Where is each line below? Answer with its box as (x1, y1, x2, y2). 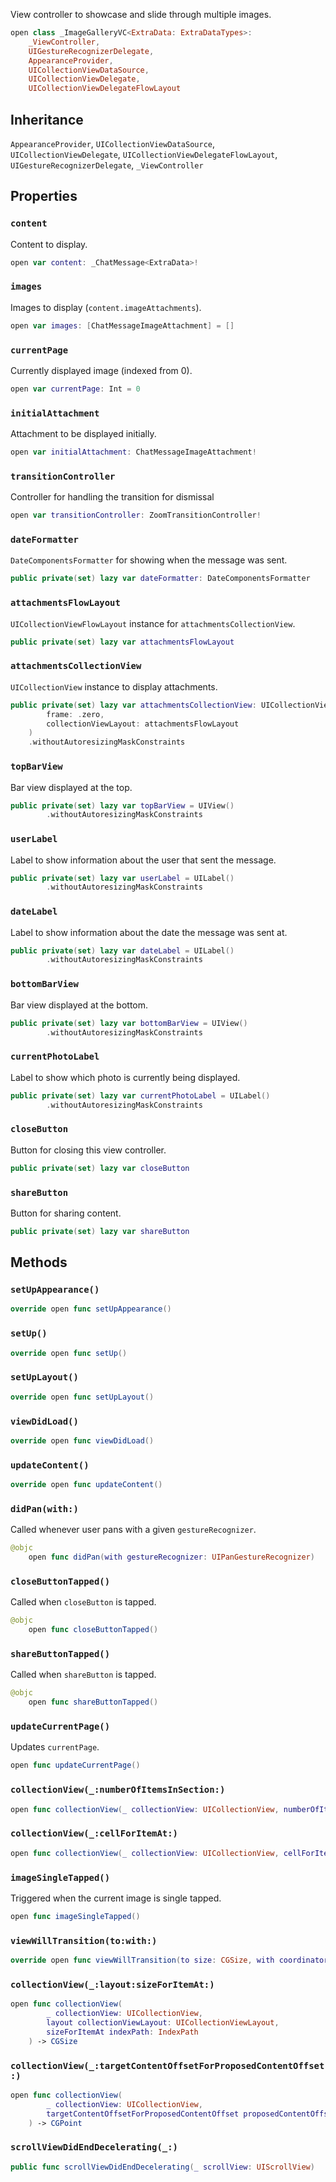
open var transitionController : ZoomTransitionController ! (10, 510, 262, 521)
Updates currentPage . (10, 1741, 100, 1753)
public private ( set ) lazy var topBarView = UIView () (10, 800, 235, 811)
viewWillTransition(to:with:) (10, 1935, 158, 1946)
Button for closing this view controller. (10, 1144, 167, 1156)
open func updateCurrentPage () (10, 1760, 141, 1771)
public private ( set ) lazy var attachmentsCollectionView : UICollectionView (10, 700, 333, 710)
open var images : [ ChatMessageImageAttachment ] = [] (10, 320, 235, 331)
